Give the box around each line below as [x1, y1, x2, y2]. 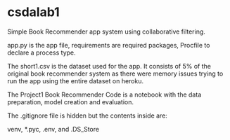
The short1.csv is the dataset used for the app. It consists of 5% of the [7, 62, 211, 70]
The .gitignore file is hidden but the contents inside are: [7, 111, 167, 120]
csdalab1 [7, 4, 60, 20]
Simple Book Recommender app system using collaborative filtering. [7, 27, 206, 36]
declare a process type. [7, 48, 76, 57]
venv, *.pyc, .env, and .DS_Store [7, 125, 100, 133]
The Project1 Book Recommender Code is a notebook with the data [7, 90, 202, 99]
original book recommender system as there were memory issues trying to [7, 69, 224, 78]
